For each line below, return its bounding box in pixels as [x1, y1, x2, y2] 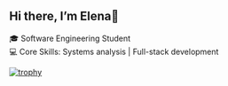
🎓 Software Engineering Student [9, 33, 131, 43]
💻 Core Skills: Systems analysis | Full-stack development [9, 46, 219, 57]
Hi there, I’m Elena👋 [9, 9, 120, 24]
